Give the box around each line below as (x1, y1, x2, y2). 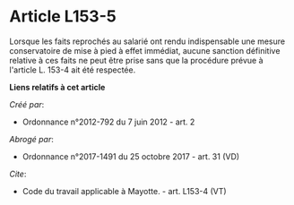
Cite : (9, 168, 27, 179)
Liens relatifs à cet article (9, 81, 106, 92)
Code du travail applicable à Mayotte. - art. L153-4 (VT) (22, 185, 227, 196)
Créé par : (9, 98, 45, 109)
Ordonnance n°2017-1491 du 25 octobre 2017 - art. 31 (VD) (22, 150, 240, 162)
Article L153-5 (9, 6, 117, 27)
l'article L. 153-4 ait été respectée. (9, 64, 136, 75)
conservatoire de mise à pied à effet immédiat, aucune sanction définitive (9, 45, 281, 56)
